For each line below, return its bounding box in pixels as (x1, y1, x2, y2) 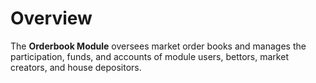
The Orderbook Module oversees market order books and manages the (10, 40, 307, 52)
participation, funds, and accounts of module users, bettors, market (10, 50, 289, 62)
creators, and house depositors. (10, 61, 142, 73)
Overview (10, 7, 93, 30)
